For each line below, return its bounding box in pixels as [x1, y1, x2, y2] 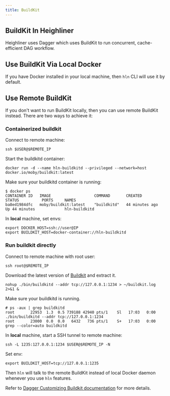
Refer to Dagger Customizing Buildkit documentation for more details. [5, 385, 151, 391]
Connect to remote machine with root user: [5, 253, 96, 259]
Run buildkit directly [5, 242, 56, 249]
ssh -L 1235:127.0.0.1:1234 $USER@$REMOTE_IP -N [5, 342, 110, 347]
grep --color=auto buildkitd [5, 323, 67, 328]
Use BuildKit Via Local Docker [5, 60, 102, 69]
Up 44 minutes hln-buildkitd [5, 207, 95, 212]
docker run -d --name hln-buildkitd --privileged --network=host [5, 166, 147, 171]
